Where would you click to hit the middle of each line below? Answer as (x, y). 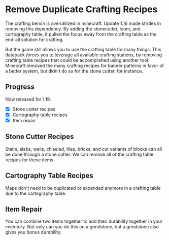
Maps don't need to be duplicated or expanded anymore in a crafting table (83, 188)
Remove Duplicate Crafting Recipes (81, 9)
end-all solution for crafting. (35, 40)
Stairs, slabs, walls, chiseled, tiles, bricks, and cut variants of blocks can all (84, 149)
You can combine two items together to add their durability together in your (84, 221)
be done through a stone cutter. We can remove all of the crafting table (79, 154)
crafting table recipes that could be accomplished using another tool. (77, 60)
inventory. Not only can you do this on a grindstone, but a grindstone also (82, 227)
